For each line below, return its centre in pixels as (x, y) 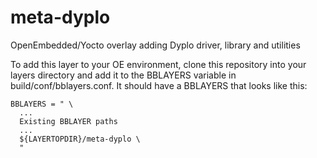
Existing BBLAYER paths (68, 121)
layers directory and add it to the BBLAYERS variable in (123, 75)
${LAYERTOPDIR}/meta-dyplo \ (80, 139)
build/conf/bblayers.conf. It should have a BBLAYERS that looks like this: (159, 85)
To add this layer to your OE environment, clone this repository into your (158, 64)
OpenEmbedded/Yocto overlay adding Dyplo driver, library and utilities (155, 45)
